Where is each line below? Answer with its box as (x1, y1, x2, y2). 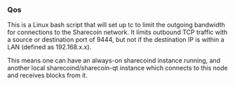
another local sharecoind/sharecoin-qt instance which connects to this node (7, 64, 228, 72)
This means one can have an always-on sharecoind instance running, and (7, 56, 221, 65)
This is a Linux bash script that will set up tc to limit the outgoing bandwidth (7, 21, 226, 29)
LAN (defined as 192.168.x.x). (7, 43, 92, 52)
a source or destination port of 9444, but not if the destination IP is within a (7, 36, 224, 44)
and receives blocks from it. (7, 71, 88, 79)
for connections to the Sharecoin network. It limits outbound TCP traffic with (7, 28, 228, 36)
